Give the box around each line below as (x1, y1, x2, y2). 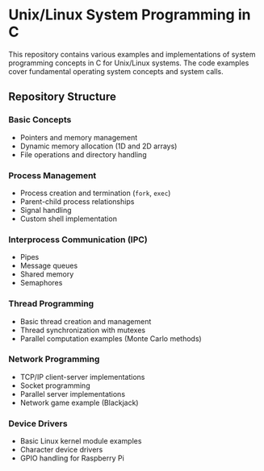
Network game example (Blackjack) (19, 398, 139, 407)
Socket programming (19, 381, 90, 390)
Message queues (19, 261, 78, 271)
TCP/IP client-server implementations (19, 372, 145, 381)
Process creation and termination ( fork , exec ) (19, 188, 171, 198)
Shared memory (19, 269, 74, 279)
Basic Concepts (8, 115, 72, 126)
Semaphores (19, 278, 63, 288)
